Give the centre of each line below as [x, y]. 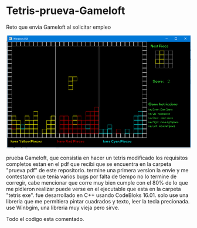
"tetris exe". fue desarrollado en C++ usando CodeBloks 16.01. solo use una [97, 195]
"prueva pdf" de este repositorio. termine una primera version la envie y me [97, 170]
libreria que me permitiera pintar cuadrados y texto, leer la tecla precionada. [98, 201]
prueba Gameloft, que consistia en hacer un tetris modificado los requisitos [97, 158]
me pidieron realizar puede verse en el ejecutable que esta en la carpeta [94, 189]
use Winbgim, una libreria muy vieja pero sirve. [63, 207]
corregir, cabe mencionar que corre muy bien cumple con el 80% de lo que [97, 182]
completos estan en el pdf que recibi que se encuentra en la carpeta [89, 164]
